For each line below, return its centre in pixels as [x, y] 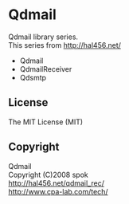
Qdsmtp [33, 77]
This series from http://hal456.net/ [65, 45]
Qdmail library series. [43, 37]
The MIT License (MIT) [46, 122]
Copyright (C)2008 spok [49, 175]
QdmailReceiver [46, 69]
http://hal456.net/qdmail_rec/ [57, 183]
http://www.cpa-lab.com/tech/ [58, 191]
